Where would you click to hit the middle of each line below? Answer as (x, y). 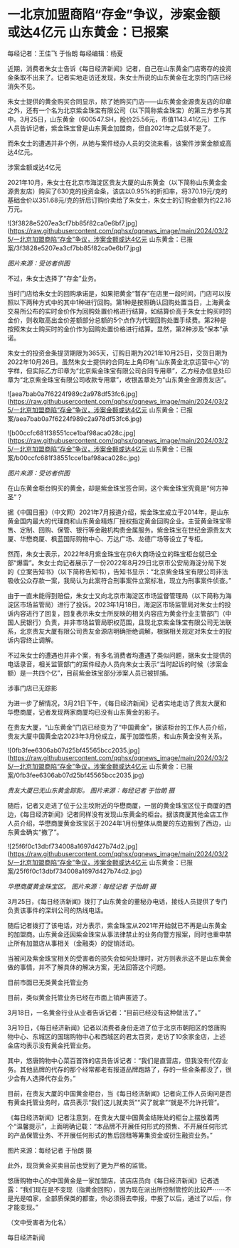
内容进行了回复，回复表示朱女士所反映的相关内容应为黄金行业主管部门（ (119, 613)
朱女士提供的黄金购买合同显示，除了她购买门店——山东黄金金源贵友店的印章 (119, 101)
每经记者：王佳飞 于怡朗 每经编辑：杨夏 (65, 53)
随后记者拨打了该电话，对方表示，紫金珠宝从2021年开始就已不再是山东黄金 (117, 925)
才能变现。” (23, 1207)
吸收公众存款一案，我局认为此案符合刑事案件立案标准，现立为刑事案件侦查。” (119, 580)
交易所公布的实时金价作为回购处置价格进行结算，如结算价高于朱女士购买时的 (119, 311)
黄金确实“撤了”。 (38, 832)
